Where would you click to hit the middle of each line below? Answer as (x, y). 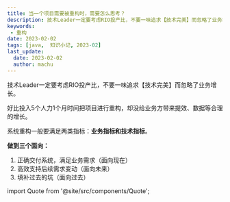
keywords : (21, 26)
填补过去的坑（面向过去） (53, 177)
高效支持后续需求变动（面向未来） (65, 168)
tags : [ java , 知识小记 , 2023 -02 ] (54, 45)
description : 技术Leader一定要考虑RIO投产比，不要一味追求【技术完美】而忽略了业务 (115, 20)
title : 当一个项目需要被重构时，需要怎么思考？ (66, 13)
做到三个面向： (28, 145)
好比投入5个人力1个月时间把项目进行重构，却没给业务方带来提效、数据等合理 (115, 108)
